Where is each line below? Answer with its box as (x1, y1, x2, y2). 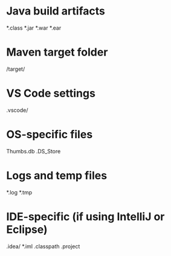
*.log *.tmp (6, 188, 33, 196)
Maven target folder (6, 45, 108, 59)
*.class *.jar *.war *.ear (6, 24, 62, 31)
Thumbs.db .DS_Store (6, 147, 61, 155)
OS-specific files (6, 128, 93, 141)
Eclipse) (6, 222, 48, 236)
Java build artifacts (6, 4, 106, 18)
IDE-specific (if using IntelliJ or (6, 210, 165, 223)
